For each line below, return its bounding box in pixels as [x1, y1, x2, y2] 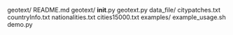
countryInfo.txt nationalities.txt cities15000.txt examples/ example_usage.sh [7, 13, 226, 21]
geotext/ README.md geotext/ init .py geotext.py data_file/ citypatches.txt [7, 6, 221, 14]
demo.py [7, 21, 33, 28]
